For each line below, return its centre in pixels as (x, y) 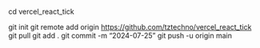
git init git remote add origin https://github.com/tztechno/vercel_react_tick (130, 27)
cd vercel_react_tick (41, 12)
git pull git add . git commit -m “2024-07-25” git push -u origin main (120, 36)
